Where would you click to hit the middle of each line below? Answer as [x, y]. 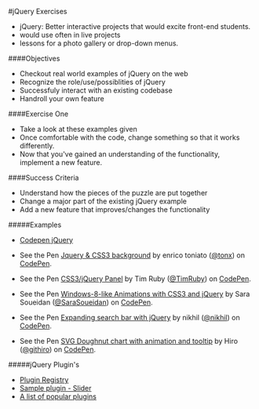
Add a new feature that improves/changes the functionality [115, 210]
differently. [37, 146]
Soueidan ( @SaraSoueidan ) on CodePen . [86, 302]
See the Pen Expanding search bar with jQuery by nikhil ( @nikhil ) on [130, 318]
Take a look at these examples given [78, 129]
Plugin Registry [44, 380]
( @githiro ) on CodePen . [58, 349]
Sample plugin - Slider [55, 388]
